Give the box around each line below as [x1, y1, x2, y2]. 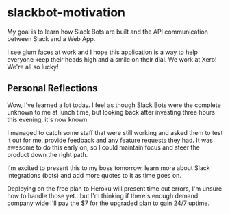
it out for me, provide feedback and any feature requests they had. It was [7, 136, 214, 144]
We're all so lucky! [7, 62, 59, 71]
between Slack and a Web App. [7, 34, 96, 43]
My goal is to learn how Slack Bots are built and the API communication [7, 27, 209, 36]
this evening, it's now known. [7, 115, 89, 123]
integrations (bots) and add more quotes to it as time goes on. [7, 171, 181, 179]
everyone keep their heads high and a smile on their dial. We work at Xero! [7, 55, 217, 63]
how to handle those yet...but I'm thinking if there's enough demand [7, 191, 199, 200]
